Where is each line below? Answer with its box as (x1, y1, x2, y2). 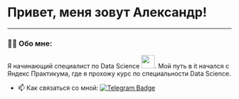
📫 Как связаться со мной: (17, 83, 99, 93)
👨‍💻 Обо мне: (7, 38, 53, 48)
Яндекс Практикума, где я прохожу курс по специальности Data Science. (7, 69, 231, 78)
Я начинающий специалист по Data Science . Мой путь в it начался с (7, 62, 230, 71)
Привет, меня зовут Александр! (7, 4, 208, 21)
